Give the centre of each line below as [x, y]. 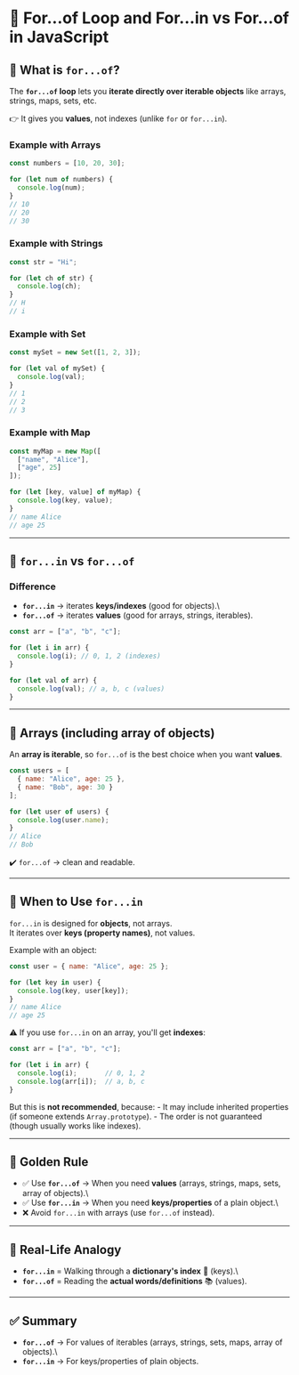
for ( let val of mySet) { [57, 368]
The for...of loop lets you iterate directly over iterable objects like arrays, [148, 91]
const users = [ [39, 771]
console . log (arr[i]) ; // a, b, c [81, 1081]
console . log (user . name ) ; [63, 820]
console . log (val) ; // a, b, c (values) [91, 689]
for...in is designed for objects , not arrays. [91, 923]
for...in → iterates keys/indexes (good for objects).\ [121, 606]
